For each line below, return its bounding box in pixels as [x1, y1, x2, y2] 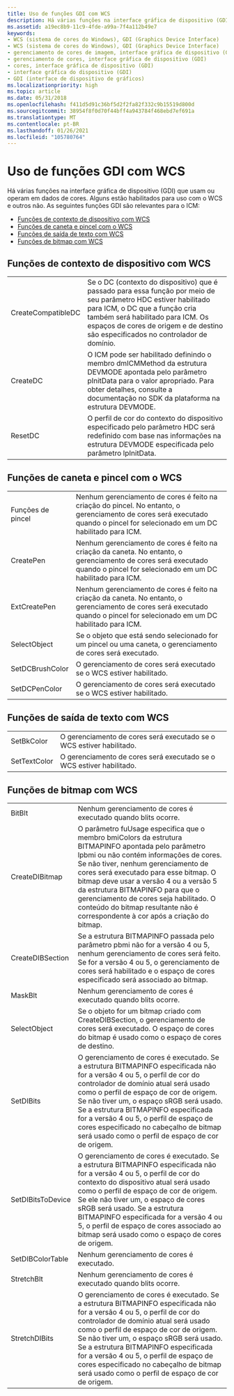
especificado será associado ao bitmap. [77, 975, 208, 985]
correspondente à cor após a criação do [77, 912, 210, 921]
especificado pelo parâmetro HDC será [86, 422, 215, 431]
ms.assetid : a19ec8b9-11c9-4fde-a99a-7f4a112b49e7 [7, 23, 157, 30]
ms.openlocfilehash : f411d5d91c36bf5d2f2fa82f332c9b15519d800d [7, 101, 195, 108]
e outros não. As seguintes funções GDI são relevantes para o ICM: [7, 202, 201, 210]
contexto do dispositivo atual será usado [77, 1178, 210, 1187]
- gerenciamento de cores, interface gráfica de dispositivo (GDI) [7, 56, 208, 63]
